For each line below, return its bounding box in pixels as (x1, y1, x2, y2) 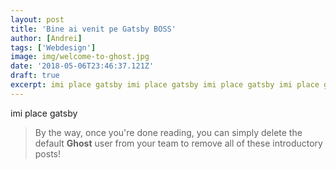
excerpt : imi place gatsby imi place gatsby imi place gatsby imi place (10, 80, 320, 90)
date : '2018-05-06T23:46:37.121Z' (10, 61, 155, 71)
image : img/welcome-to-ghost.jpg (10, 52, 150, 62)
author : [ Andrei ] (10, 33, 83, 43)
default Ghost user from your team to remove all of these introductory (34, 137, 323, 149)
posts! (34, 147, 62, 160)
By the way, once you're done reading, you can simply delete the (34, 126, 303, 138)
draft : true (10, 71, 60, 81)
